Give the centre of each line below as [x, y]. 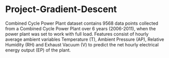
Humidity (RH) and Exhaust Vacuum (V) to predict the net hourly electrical [82, 44]
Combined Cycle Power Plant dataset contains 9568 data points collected [82, 23]
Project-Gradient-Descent [61, 9]
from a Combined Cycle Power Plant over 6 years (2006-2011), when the [81, 28]
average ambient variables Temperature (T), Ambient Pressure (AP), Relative [85, 39]
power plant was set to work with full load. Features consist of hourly [77, 34]
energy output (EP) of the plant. [38, 50]
